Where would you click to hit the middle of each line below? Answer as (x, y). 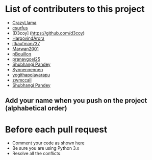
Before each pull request (56, 129)
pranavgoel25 (26, 59)
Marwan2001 (25, 49)
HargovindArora (28, 38)
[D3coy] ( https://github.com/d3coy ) (48, 33)
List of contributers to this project (75, 9)
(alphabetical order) (36, 108)
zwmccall (22, 80)
